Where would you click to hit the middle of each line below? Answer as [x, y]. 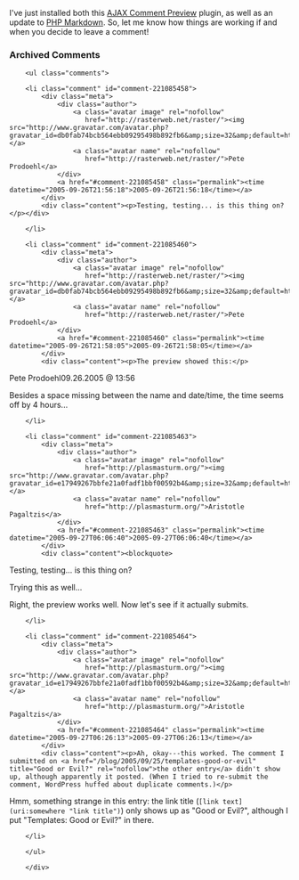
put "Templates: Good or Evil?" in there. [81, 820]
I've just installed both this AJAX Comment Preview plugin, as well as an [141, 13]
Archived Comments [55, 54]
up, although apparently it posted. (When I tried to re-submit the [139, 777]
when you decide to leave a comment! [79, 32]
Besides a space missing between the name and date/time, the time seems [147, 395]
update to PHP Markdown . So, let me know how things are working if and [143, 22]
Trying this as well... [46, 588]
